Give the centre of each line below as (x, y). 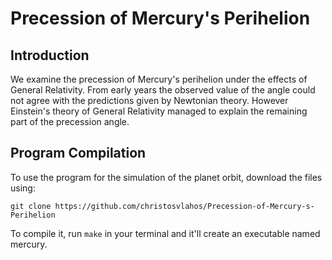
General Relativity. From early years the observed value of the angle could (163, 90)
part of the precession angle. (70, 121)
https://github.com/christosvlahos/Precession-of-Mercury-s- (184, 206)
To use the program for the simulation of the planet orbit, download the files (166, 177)
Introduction (50, 55)
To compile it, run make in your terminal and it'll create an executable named (165, 233)
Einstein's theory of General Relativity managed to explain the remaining (159, 111)
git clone (31, 206)
